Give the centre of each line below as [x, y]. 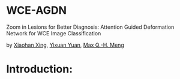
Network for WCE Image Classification [54, 33]
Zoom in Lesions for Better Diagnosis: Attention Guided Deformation [90, 27]
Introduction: [40, 69]
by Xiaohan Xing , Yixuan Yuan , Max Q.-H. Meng [65, 45]
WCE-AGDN [37, 10]
